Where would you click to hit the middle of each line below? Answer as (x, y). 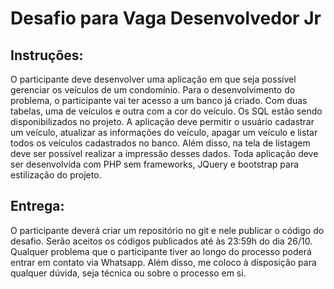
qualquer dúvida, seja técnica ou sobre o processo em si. (128, 273)
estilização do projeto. (56, 175)
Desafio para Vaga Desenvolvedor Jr (166, 18)
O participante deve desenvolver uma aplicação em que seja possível (153, 79)
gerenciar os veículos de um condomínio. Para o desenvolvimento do (153, 90)
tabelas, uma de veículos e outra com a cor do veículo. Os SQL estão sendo (166, 111)
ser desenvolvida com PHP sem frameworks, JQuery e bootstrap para (155, 164)
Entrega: (37, 206)
